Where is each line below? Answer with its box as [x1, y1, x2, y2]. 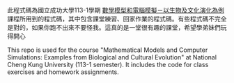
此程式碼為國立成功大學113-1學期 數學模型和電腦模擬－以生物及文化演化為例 [7, 6, 225, 14]
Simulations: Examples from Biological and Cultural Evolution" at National [7, 53, 217, 61]
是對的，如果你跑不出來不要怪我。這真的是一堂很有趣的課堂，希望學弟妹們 [7, 24, 221, 31]
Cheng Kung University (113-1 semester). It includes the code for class [7, 61, 209, 68]
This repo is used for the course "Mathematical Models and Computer [7, 46, 208, 54]
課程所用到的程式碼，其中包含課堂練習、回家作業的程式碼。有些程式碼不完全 [7, 15, 227, 23]
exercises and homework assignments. [7, 68, 120, 76]
